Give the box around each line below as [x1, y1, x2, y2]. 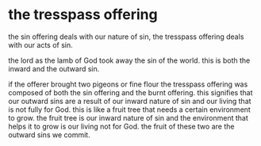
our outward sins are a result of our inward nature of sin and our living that [8, 96, 251, 106]
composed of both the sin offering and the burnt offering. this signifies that [8, 87, 253, 97]
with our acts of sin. [8, 40, 73, 49]
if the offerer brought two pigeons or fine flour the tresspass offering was [8, 79, 248, 89]
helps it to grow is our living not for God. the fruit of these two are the [8, 121, 235, 131]
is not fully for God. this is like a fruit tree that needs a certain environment [8, 105, 251, 114]
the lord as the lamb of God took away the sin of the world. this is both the [8, 56, 251, 65]
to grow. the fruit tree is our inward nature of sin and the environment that [8, 113, 248, 122]
